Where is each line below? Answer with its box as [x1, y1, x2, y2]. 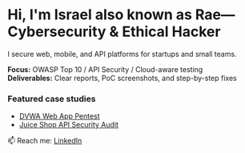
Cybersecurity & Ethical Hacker [7, 22, 221, 41]
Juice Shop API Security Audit [18, 120, 119, 130]
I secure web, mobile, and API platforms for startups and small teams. [7, 49, 237, 58]
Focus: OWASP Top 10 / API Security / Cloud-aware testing [7, 64, 203, 74]
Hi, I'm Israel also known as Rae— [7, 6, 235, 24]
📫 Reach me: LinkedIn [7, 136, 82, 146]
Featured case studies [7, 93, 96, 104]
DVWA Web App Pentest [18, 111, 101, 121]
